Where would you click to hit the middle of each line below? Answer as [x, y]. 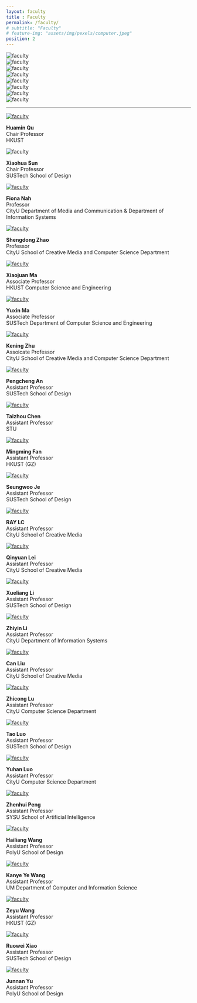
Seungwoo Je [23, 487]
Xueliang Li [20, 593]
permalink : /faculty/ [33, 22]
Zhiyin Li [17, 628]
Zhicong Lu [20, 699]
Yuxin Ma [18, 310]
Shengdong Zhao [28, 240]
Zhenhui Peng [23, 804]
